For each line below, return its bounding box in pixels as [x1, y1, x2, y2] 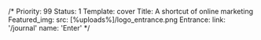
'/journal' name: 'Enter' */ [8, 24, 90, 32]
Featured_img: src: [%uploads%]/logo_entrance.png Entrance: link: [8, 15, 226, 24]
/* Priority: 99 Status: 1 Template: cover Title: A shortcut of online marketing [8, 7, 254, 16]
